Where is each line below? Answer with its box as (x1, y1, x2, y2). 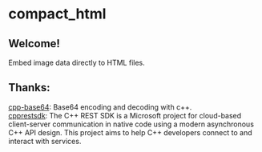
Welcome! (8, 37, 60, 50)
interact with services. (8, 136, 82, 146)
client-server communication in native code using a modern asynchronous (8, 119, 255, 129)
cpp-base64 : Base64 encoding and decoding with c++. (8, 102, 192, 112)
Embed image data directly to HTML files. (8, 58, 146, 67)
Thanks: (8, 81, 50, 94)
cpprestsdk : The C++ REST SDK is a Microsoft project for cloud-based (8, 110, 242, 120)
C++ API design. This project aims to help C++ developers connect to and (8, 127, 252, 137)
